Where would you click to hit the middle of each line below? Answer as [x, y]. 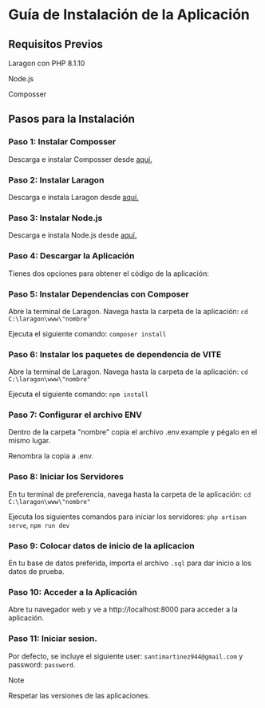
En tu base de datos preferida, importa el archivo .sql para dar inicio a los [130, 563]
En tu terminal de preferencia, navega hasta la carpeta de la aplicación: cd [130, 494]
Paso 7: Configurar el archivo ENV [75, 415]
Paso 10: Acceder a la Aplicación [73, 592]
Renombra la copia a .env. [51, 456]
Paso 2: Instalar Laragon [56, 179]
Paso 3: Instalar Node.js [55, 218]
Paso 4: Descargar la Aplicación [71, 256]
